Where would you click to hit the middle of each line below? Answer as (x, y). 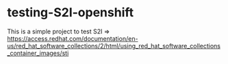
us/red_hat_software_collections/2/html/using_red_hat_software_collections (114, 46)
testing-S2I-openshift (71, 13)
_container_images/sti (38, 53)
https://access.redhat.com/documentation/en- (73, 38)
